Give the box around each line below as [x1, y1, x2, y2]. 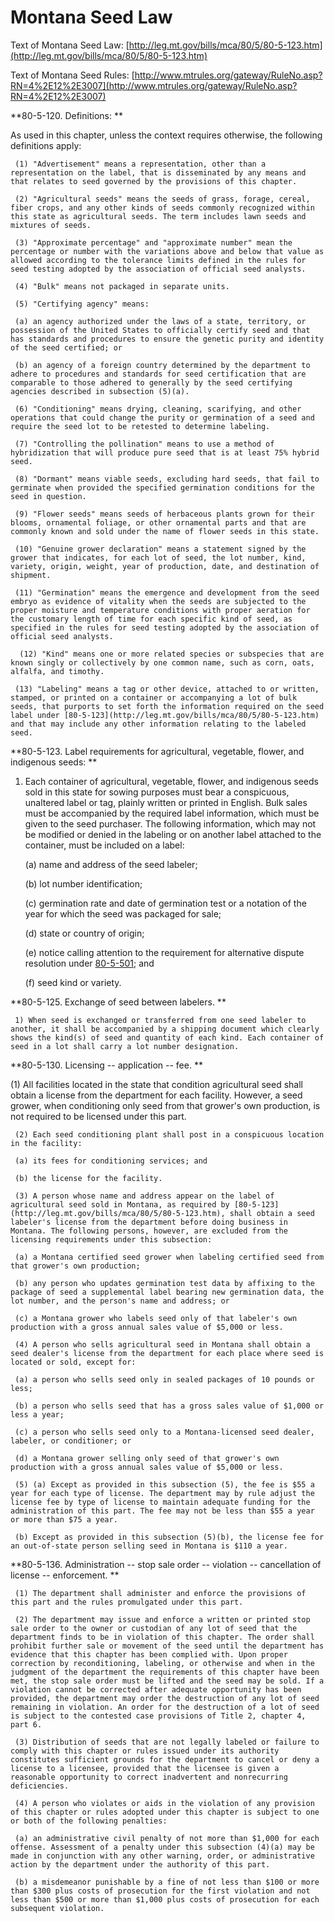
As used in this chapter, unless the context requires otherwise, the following [10, 129, 323, 141]
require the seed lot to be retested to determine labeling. [10, 421, 271, 431]
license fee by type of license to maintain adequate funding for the [10, 1497, 311, 1507]
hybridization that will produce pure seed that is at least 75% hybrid [10, 447, 320, 458]
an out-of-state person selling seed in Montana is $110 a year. [10, 1541, 288, 1551]
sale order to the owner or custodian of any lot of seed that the [10, 1623, 298, 1633]
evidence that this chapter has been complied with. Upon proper [10, 1649, 288, 1660]
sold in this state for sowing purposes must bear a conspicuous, [24, 786, 290, 798]
